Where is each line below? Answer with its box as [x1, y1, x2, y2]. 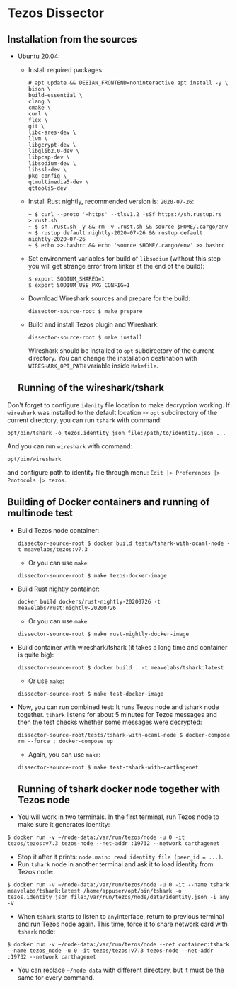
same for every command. [17, 973, 95, 982]
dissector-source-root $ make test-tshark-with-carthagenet [17, 764, 199, 771]
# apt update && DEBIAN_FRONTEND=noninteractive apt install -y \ [28, 79, 229, 86]
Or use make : [28, 677, 64, 685]
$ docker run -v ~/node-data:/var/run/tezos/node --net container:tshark [7, 941, 230, 949]
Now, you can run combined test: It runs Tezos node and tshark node [17, 703, 219, 711]
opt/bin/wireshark [7, 456, 62, 463]
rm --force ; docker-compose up [17, 737, 113, 745]
